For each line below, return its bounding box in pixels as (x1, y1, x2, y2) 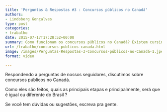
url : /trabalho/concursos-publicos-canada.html (5, 44, 106, 49)
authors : (5, 12, 23, 17)
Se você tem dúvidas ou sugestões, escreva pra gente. (5, 102, 118, 108)
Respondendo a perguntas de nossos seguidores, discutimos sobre (5, 72, 144, 78)
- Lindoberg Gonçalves (5, 16, 52, 21)
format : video (5, 53, 35, 59)
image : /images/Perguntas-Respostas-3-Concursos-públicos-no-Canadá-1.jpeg (5, 49, 166, 54)
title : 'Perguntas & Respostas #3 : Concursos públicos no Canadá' (5, 7, 148, 12)
